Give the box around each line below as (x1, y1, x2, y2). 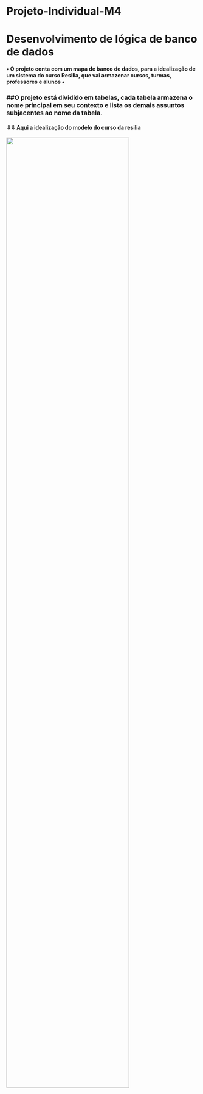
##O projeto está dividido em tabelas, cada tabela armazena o (6, 93, 193, 102)
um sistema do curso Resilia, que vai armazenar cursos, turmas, (6, 72, 171, 79)
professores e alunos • (6, 78, 65, 86)
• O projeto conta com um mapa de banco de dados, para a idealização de (6, 65, 196, 72)
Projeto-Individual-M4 (6, 4, 122, 18)
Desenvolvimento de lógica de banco (6, 32, 198, 46)
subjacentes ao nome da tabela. (6, 108, 103, 117)
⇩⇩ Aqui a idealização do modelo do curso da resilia (6, 124, 141, 131)
